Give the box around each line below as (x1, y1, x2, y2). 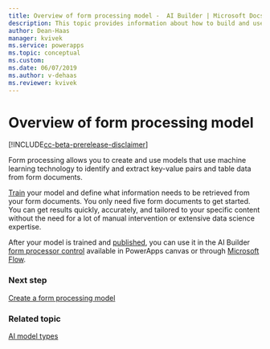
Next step (8, 274, 47, 286)
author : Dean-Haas (8, 26, 70, 34)
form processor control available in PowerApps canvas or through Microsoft (8, 246, 260, 256)
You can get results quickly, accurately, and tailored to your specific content (8, 205, 260, 215)
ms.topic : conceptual (8, 49, 81, 57)
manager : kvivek (8, 34, 63, 43)
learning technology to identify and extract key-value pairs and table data (8, 164, 252, 173)
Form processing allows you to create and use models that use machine (8, 156, 247, 165)
